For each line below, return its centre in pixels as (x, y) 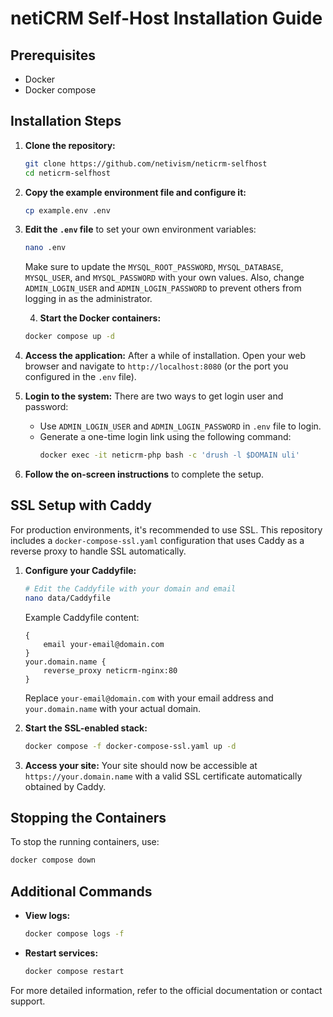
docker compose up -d (69, 337)
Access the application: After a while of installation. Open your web (165, 356)
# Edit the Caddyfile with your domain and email (130, 588)
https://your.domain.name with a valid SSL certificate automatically (163, 776)
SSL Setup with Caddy (81, 505)
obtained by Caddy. (65, 786)
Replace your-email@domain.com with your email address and (149, 698)
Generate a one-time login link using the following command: (165, 437)
